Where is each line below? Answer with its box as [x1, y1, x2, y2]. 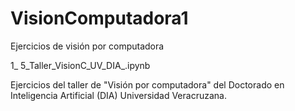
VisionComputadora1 [10, 7, 189, 30]
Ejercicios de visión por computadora [10, 40, 165, 52]
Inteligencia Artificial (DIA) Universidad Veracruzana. [10, 89, 227, 101]
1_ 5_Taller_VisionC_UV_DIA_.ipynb [10, 59, 151, 71]
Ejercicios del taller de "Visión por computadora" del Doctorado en [10, 78, 285, 91]
